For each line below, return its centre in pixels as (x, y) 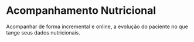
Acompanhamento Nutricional (81, 11)
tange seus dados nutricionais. (43, 32)
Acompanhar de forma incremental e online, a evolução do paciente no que (97, 26)
